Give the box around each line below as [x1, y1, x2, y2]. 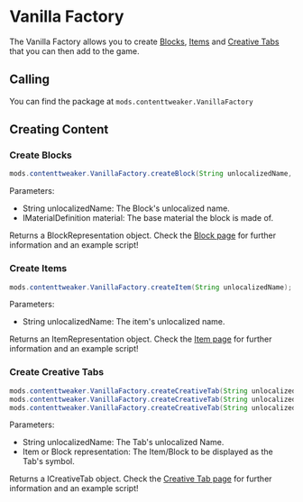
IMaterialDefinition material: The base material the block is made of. [22, 213, 274, 224]
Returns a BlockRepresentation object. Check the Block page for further [9, 230, 277, 241]
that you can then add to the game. [9, 45, 140, 56]
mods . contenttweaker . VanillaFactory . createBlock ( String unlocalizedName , [9, 169, 293, 178]
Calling [9, 72, 50, 87]
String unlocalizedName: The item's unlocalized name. [22, 316, 225, 327]
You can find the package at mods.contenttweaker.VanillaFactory [9, 96, 254, 106]
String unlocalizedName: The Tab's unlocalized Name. [22, 437, 225, 448]
